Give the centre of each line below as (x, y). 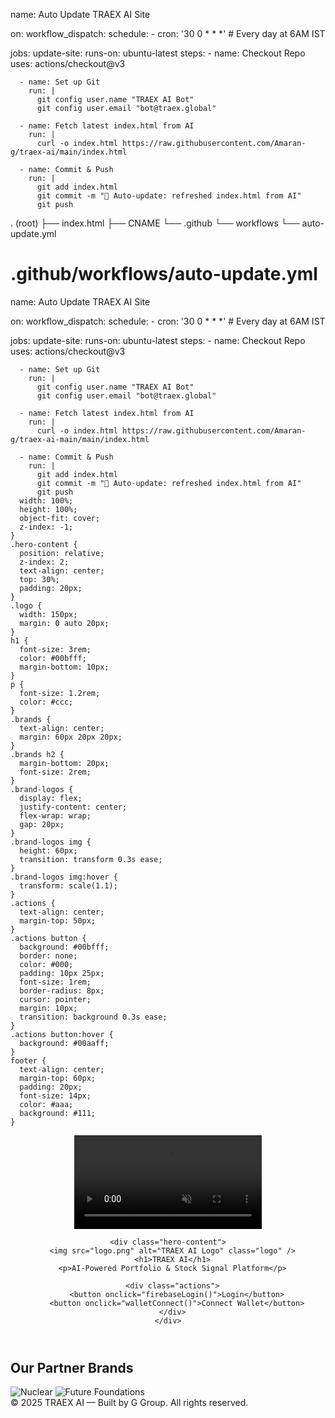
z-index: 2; (44, 562)
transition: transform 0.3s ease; (91, 859)
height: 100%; (48, 509)
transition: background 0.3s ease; (93, 1017)
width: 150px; (48, 614)
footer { (28, 1060)
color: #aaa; (46, 1104)
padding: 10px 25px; (62, 973)
